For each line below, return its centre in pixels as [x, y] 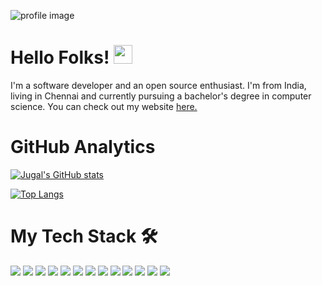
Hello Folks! [60, 57]
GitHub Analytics [83, 147]
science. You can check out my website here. [104, 106]
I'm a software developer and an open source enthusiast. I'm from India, [158, 85]
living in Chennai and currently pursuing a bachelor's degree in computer [161, 96]
